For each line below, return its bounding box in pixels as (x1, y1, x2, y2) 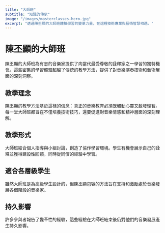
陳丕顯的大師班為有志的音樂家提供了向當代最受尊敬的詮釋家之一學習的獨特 (5, 61, 156, 67)
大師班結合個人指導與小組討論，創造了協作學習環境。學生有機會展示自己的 (5, 145, 156, 150)
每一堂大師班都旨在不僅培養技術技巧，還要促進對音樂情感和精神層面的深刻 (5, 109, 156, 115)
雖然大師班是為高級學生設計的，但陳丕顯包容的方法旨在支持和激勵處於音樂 (5, 180, 156, 187)
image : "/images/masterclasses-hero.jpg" (5, 16, 91, 21)
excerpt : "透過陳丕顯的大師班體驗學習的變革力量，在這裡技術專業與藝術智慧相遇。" (5, 21, 154, 26)
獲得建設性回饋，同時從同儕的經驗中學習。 (13, 151, 100, 157)
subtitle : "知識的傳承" (5, 12, 50, 17)
